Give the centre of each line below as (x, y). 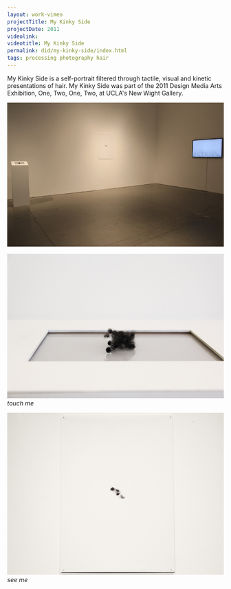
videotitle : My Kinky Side (46, 44)
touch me (21, 403)
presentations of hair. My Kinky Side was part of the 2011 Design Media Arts (114, 85)
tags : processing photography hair (58, 58)
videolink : (23, 36)
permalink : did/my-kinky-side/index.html (67, 51)
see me (18, 580)
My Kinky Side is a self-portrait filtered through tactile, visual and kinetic (109, 78)
